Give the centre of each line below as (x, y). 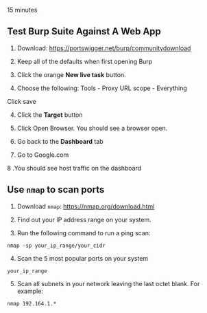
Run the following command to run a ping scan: (84, 233)
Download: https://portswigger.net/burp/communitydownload (104, 48)
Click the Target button (50, 115)
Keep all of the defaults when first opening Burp (85, 61)
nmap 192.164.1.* (32, 303)
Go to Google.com (43, 155)
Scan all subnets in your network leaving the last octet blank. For (108, 283)
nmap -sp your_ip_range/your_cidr (57, 246)
